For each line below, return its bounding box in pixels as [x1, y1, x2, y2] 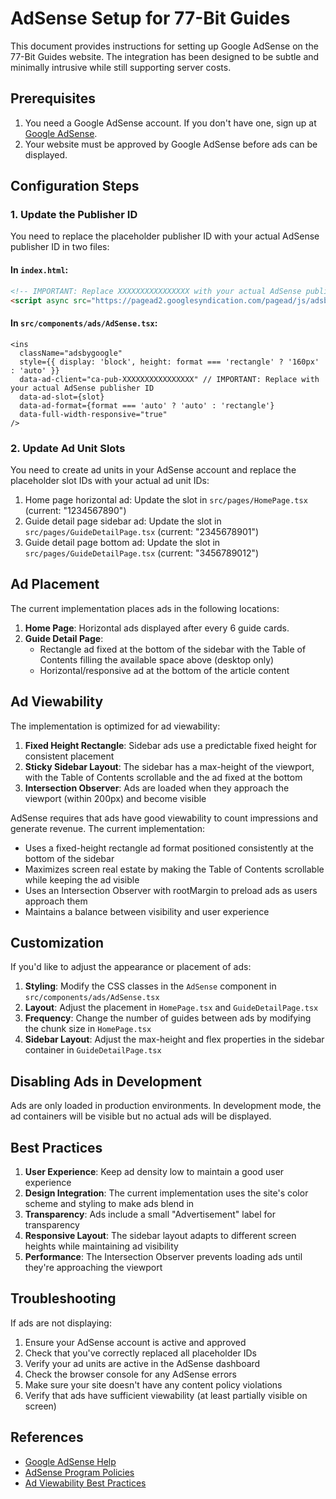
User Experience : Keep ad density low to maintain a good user [24, 1165, 285, 1177]
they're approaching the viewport [24, 1261, 163, 1273]
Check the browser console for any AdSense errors [24, 1368, 237, 1380]
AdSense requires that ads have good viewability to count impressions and [10, 812, 319, 824]
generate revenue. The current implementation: [10, 822, 206, 834]
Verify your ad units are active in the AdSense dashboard [24, 1357, 261, 1369]
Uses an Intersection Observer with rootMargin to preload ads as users [24, 884, 318, 896]
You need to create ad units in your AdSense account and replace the [10, 463, 297, 476]
